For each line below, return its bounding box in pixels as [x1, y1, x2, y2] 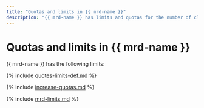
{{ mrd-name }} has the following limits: [6, 60, 105, 68]
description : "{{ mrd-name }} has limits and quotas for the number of [6, 14, 191, 21]
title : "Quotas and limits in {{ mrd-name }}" [6, 8, 126, 15]
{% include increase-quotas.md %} [6, 84, 95, 91]
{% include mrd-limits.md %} [6, 95, 79, 103]
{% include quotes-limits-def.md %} [6, 72, 97, 79]
